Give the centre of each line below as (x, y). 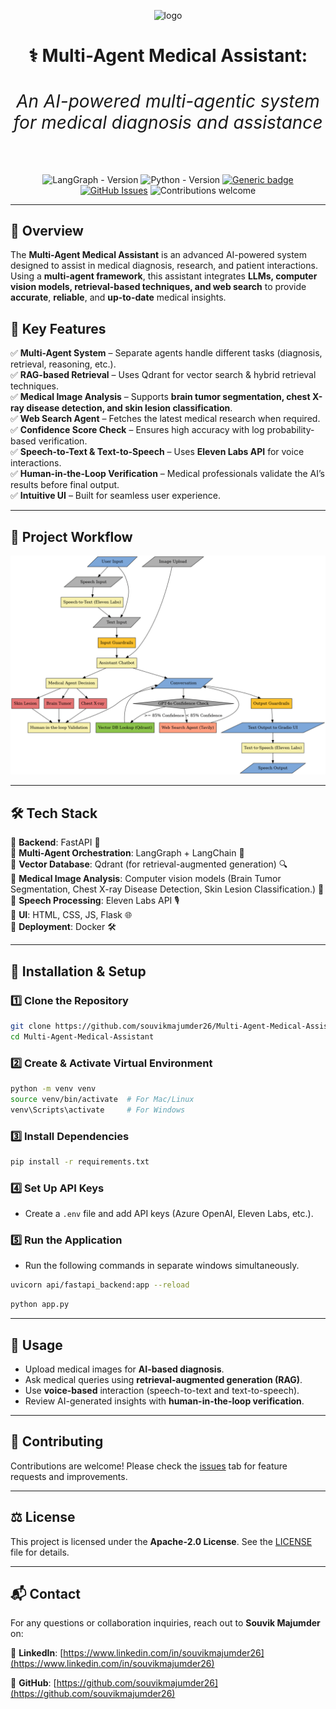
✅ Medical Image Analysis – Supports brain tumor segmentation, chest (160, 397)
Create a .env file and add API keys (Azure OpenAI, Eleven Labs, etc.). (169, 1214)
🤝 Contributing (57, 1441)
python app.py (40, 1305)
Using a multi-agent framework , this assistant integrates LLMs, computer (164, 276)
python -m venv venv (53, 1089)
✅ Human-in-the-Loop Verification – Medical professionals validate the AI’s (167, 474)
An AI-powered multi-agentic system (168, 101)
